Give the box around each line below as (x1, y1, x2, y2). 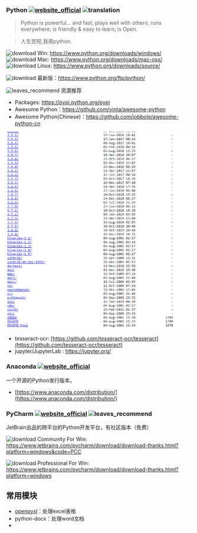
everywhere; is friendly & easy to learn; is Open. (20, 25, 138, 33)
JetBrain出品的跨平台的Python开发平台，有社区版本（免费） (6, 424, 152, 431)
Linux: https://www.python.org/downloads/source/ (37, 62, 160, 69)
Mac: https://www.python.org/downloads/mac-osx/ (37, 56, 163, 63)
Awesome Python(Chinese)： (14, 113, 87, 121)
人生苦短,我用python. (20, 38, 72, 45)
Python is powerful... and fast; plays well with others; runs (20, 20, 162, 27)
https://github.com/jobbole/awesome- (86, 113, 179, 121)
